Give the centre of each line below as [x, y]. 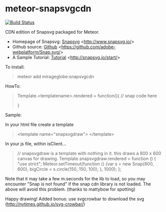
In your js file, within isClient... [36, 144]
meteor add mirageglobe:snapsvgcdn [55, 76]
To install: [15, 67]
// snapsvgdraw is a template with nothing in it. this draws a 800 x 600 [89, 153]
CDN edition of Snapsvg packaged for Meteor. [53, 32]
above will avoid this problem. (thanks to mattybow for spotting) [70, 189]
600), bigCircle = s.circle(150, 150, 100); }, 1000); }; [69, 169]
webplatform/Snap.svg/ [36, 52]
